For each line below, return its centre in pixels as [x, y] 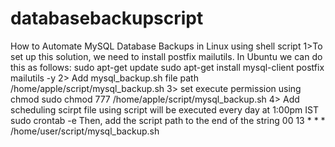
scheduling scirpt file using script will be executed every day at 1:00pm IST [165, 109]
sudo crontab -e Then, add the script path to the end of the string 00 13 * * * [168, 120]
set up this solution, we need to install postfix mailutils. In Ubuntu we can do [166, 56]
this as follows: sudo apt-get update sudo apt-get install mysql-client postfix [167, 67]
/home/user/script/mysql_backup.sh [85, 131]
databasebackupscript [107, 18]
